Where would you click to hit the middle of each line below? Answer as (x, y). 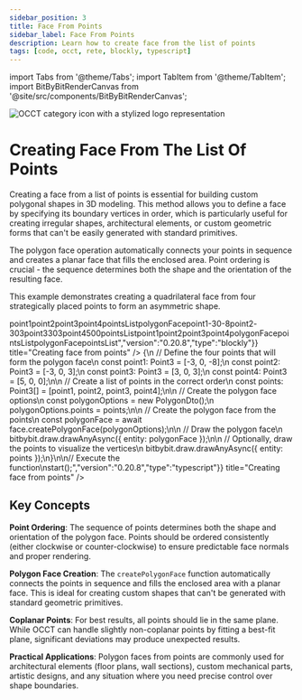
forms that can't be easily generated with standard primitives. (124, 233)
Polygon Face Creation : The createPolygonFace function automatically (140, 574)
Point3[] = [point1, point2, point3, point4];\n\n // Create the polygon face (143, 391)
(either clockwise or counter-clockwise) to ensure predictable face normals (149, 546)
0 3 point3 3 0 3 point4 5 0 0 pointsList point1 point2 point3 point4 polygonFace (146, 333)
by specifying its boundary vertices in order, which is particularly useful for (149, 214)
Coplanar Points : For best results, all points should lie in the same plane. (144, 620)
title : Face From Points (56, 26)
